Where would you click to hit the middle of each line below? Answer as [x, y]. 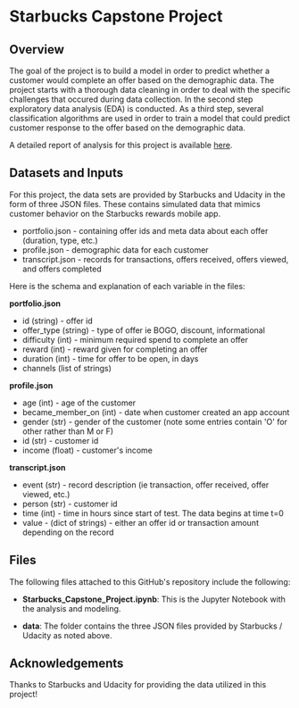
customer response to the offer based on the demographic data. [127, 128]
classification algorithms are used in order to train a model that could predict [150, 118]
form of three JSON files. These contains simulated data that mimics [135, 204]
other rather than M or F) [68, 431]
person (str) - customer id [70, 504]
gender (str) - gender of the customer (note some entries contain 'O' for [155, 421]
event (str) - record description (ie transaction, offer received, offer [145, 485]
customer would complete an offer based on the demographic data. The [142, 80]
